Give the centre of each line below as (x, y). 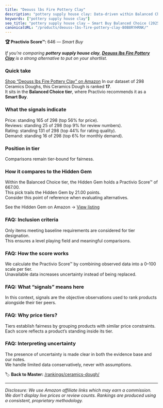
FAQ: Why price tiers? (31, 315)
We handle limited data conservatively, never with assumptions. (69, 364)
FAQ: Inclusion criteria (32, 220)
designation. (17, 235)
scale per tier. (19, 269)
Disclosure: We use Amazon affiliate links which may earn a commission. (78, 390)
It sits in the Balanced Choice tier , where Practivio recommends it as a (76, 92)
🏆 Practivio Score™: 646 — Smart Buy (44, 42)
